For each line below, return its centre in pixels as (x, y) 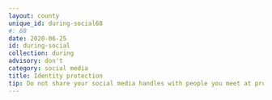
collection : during (41, 53)
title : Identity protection (56, 76)
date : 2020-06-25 (38, 38)
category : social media (49, 69)
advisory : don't (36, 61)
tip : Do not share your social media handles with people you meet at (130, 83)
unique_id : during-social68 (56, 23)
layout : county (34, 16)
